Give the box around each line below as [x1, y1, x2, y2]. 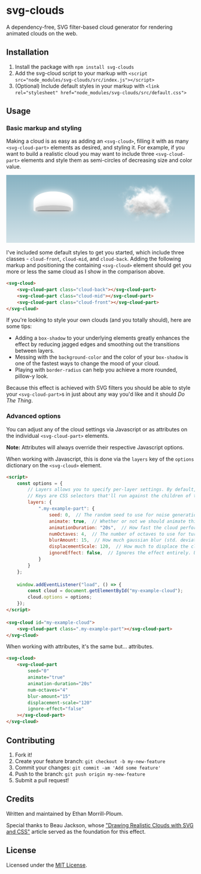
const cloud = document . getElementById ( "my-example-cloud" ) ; [28, 588, 184, 594]
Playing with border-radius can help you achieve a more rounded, [14, 367, 178, 374]
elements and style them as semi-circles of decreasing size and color [20, 157, 193, 164]
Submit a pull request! [14, 776, 69, 783]
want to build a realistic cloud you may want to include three [6, 151, 154, 158]
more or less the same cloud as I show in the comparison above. [6, 268, 165, 275]
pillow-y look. [14, 373, 49, 380]
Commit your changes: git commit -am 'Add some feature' [14, 764, 162, 771]
